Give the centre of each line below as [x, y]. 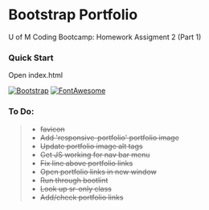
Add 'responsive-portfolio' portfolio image [109, 137]
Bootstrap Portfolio [73, 15]
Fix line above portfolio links [86, 163]
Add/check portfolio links [82, 197]
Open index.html [35, 75]
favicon [53, 129]
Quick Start [31, 58]
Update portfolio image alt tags [91, 146]
